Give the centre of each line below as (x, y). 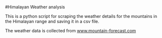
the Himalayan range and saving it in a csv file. (52, 21)
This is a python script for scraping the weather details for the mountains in (81, 16)
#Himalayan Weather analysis (35, 7)
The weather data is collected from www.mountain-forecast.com (71, 31)
